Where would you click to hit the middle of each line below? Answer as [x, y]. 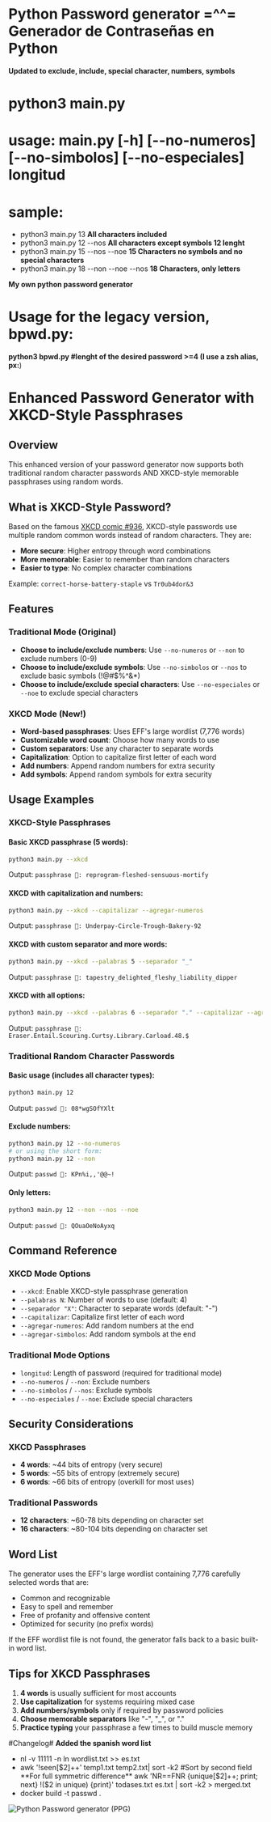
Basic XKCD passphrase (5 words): [69, 841]
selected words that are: [49, 1583]
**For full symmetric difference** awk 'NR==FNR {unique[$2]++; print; [139, 1776]
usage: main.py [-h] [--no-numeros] [132, 140]
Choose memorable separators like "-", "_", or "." [102, 1719]
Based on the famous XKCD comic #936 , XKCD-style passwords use [123, 526]
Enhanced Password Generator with [131, 398]
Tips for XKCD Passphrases [79, 1674]
